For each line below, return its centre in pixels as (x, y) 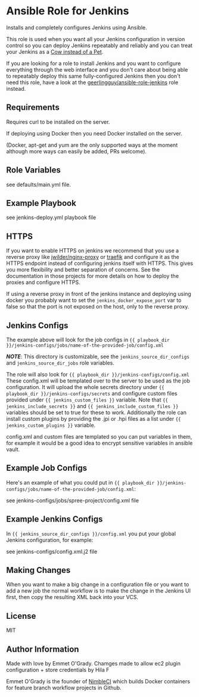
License (21, 616)
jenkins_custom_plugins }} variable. (51, 425)
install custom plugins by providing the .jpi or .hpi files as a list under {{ (94, 419)
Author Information (43, 649)
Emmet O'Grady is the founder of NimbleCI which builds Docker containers (98, 681)
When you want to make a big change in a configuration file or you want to (98, 585)
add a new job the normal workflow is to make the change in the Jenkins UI (99, 591)
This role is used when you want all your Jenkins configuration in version (96, 39)
